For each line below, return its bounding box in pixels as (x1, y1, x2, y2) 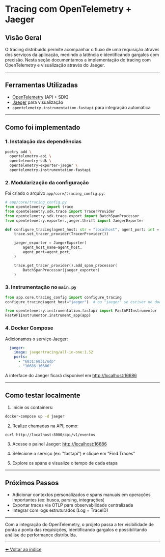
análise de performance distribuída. (5, 532, 77, 538)
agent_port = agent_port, (23, 250, 71, 255)
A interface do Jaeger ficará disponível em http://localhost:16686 (5, 372, 137, 378)
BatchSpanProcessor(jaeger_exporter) (23, 267, 100, 272)
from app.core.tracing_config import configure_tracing (5, 295, 122, 300)
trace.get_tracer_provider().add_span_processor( (14, 263, 118, 268)
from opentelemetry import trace (5, 205, 74, 209)
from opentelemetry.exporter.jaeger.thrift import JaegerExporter (5, 218, 144, 223)
